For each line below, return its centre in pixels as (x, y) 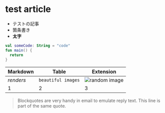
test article (28, 9)
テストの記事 (25, 23)
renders (17, 80)
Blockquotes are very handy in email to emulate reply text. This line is (89, 100)
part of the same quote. (42, 106)
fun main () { (19, 50)
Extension (104, 72)
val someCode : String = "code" (38, 45)
